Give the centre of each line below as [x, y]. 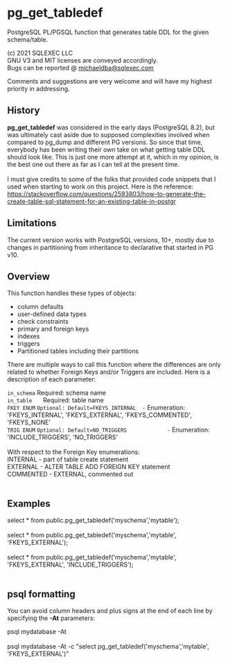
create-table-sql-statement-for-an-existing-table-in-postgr [92, 201]
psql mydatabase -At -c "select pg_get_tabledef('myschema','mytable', [108, 646]
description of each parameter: [51, 379]
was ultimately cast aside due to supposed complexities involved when [108, 134]
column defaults [40, 307]
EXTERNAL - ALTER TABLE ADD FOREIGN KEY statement [89, 467]
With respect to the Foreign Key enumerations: [73, 452]
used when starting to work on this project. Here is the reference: [100, 187]
